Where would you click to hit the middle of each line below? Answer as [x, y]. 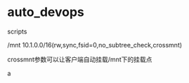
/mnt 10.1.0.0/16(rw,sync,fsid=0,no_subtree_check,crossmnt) [95, 45]
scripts [17, 31]
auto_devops [46, 12]
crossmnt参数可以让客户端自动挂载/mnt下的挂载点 [80, 59]
